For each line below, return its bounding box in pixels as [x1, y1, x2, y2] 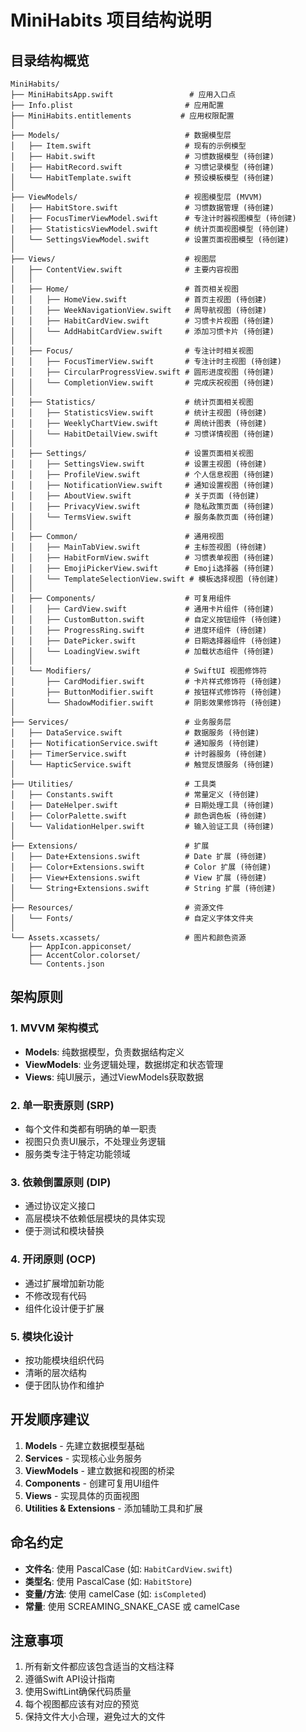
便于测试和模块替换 [24, 1225, 105, 1237]
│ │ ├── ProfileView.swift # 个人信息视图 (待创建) [10, 470, 275, 480]
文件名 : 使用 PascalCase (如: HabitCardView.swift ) [24, 1562, 233, 1575]
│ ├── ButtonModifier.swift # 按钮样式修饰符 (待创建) [10, 687, 282, 697]
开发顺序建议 [10, 1411, 90, 1428]
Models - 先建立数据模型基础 [24, 1439, 145, 1451]
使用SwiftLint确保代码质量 [24, 1686, 132, 1698]
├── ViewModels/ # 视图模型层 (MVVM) [10, 192, 263, 202]
